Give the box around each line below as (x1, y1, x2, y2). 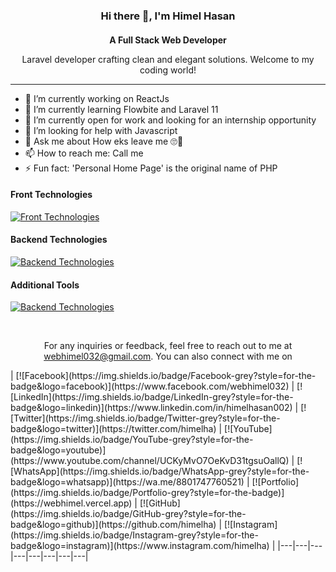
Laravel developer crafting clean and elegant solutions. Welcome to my (21, 53, 315, 65)
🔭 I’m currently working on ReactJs (24, 92, 170, 104)
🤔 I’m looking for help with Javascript (24, 124, 178, 136)
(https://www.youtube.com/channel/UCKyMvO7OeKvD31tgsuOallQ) (10, 455, 290, 467)
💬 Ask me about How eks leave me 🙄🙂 (24, 135, 184, 147)
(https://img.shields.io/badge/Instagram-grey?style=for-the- (10, 529, 259, 541)
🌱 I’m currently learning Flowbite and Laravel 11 (24, 103, 219, 115)
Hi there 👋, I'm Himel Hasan (100, 9, 236, 23)
